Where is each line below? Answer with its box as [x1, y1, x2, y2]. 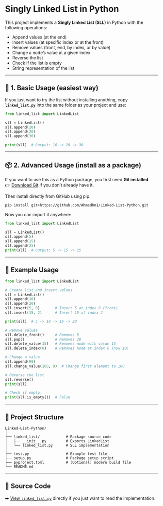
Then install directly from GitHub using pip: [5, 193, 91, 199]
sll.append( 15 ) [5, 239, 36, 244]
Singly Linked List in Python [5, 3, 119, 15]
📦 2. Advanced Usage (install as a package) [5, 161, 142, 169]
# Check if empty [5, 391, 40, 395]
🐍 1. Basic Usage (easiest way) [5, 84, 98, 92]
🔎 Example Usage [5, 266, 59, 274]
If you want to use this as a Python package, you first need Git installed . [5, 176, 149, 182]
